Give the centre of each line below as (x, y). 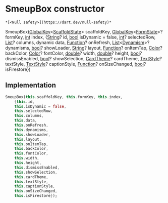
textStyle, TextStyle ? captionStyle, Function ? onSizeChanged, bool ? (76, 64)
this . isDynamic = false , (40, 106)
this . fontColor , (32, 153)
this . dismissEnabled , (37, 168)
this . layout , (28, 139)
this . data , (26, 120)
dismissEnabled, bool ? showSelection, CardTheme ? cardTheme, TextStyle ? (84, 58)
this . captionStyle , (35, 186)
